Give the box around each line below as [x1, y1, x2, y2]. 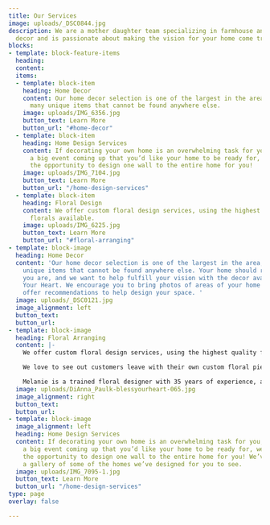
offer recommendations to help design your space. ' [22, 289, 203, 297]
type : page [8, 490, 45, 498]
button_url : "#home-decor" [22, 124, 113, 132]
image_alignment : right [15, 392, 95, 401]
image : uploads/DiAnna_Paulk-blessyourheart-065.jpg [15, 385, 196, 393]
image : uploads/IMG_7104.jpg [22, 169, 121, 177]
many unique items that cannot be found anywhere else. [29, 101, 221, 110]
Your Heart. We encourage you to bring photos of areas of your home [22, 281, 261, 290]
